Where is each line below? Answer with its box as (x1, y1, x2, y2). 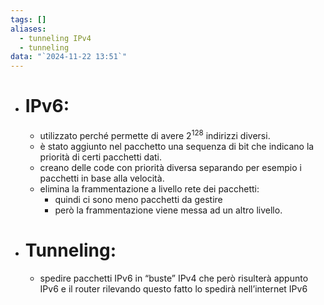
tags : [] (10, 14, 47, 25)
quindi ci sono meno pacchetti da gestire (54, 193, 223, 205)
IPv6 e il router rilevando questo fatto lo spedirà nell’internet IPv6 (39, 282, 308, 295)
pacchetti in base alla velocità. (39, 172, 165, 184)
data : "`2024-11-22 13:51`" (10, 52, 128, 62)
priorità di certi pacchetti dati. (39, 151, 162, 163)
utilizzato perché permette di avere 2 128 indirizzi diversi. (39, 128, 271, 141)
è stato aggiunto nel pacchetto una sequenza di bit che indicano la (39, 140, 315, 152)
